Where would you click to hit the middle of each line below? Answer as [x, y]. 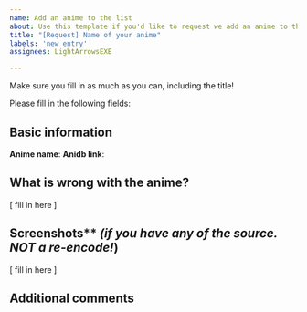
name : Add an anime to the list [71, 18]
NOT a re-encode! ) [64, 248]
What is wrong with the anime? [100, 183]
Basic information [61, 132]
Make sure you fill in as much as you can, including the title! [122, 86]
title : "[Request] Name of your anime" [85, 35]
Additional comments [72, 298]
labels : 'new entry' [49, 43]
